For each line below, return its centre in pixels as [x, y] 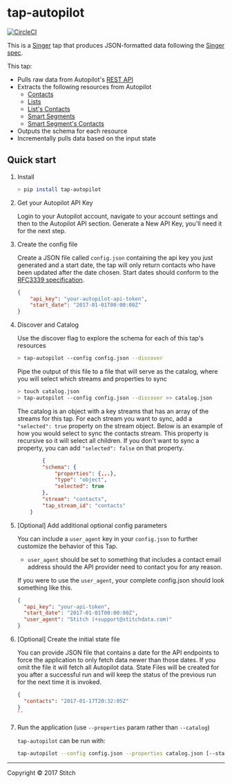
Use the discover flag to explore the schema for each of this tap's [110, 338]
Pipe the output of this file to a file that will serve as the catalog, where [117, 371]
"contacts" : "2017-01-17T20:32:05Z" [76, 701]
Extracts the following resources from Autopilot [84, 86]
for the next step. [42, 230]
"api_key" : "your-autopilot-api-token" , [89, 299]
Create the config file [47, 244]
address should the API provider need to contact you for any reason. [125, 567]
